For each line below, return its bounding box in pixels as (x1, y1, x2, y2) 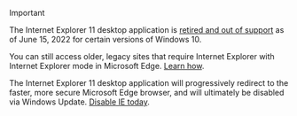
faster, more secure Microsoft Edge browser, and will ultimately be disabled (9, 88, 285, 97)
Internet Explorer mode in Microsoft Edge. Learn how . (9, 61, 205, 71)
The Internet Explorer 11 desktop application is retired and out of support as (9, 25, 285, 35)
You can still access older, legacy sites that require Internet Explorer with (9, 51, 275, 61)
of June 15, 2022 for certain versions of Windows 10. (9, 35, 202, 44)
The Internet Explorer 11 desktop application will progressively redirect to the (9, 78, 289, 88)
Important (9, 8, 45, 18)
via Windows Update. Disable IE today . (9, 97, 151, 107)
